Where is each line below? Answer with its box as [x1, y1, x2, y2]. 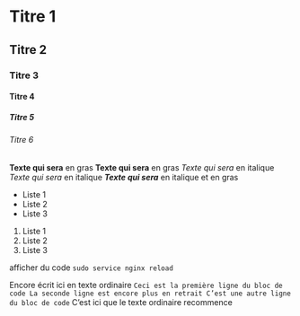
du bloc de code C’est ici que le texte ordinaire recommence [9, 296, 234, 307]
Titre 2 [9, 42, 48, 57]
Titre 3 [9, 69, 39, 82]
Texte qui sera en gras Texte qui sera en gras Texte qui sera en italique [9, 162, 275, 172]
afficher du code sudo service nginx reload [9, 262, 173, 273]
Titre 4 [9, 92, 35, 102]
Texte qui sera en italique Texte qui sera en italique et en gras [9, 171, 239, 182]
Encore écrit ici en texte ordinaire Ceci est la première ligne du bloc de [9, 279, 283, 290]
